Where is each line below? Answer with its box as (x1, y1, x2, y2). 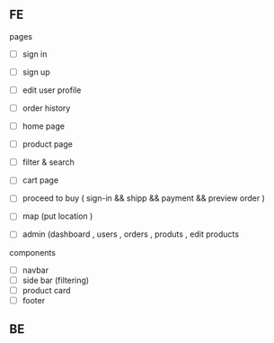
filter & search (22, 157, 75, 167)
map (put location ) (22, 211, 93, 221)
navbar (22, 265, 49, 275)
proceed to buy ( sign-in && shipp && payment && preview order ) (22, 193, 265, 203)
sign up (22, 67, 51, 77)
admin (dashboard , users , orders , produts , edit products (22, 229, 240, 239)
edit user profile (22, 85, 82, 95)
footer (22, 294, 46, 305)
